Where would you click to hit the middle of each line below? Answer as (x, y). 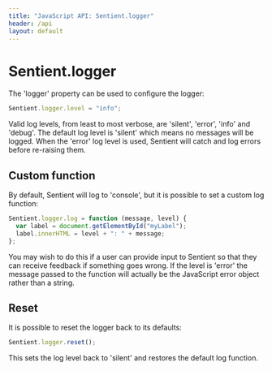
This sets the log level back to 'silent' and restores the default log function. (133, 358)
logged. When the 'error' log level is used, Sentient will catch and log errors (135, 141)
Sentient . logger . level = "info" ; (65, 109)
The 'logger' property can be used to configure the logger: (106, 93)
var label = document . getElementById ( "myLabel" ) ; (101, 226)
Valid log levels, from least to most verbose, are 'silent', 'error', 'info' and (129, 124)
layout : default (36, 31)
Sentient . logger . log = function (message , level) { (97, 218)
